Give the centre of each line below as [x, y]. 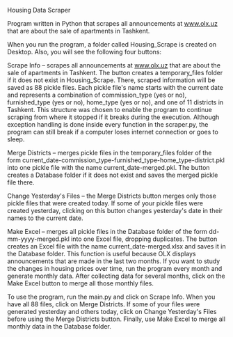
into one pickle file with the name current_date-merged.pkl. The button [109, 167]
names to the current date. [45, 218]
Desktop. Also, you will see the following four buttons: [85, 52]
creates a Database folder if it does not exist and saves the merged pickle [113, 175]
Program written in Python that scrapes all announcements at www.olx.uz [112, 23]
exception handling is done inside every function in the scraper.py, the [108, 124]
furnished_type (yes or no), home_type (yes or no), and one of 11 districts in [115, 102]
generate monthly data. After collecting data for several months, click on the [116, 276]
